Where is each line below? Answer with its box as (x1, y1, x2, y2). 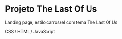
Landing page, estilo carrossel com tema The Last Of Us (5, 19, 118, 25)
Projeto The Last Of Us (5, 3, 97, 14)
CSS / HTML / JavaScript (5, 28, 55, 34)
